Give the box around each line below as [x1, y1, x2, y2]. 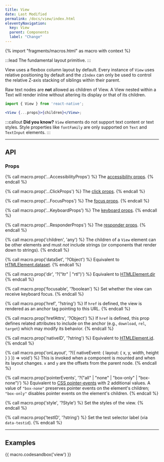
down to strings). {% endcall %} [5, 247, 70, 253]
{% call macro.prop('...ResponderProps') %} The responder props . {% [5, 222, 146, 228]
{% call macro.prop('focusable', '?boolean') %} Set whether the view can [5, 286, 152, 292]
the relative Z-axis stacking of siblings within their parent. [5, 77, 121, 83]
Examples [5, 439, 36, 447]
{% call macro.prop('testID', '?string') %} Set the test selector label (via [5, 415, 148, 420]
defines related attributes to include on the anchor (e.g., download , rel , [5, 321, 146, 327]
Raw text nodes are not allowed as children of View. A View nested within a [5, 87, 156, 92]
